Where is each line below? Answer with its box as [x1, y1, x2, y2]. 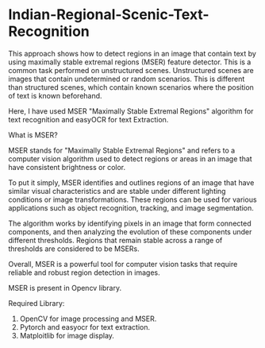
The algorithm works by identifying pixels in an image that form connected [8, 218, 252, 228]
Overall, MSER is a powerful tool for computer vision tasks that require [8, 259, 238, 269]
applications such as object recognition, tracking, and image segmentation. [8, 203, 254, 212]
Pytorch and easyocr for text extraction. [19, 322, 151, 331]
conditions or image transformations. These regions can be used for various [8, 195, 257, 204]
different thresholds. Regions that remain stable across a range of [8, 235, 223, 245]
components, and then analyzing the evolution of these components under [8, 226, 252, 236]
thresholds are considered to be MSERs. [8, 244, 140, 253]
